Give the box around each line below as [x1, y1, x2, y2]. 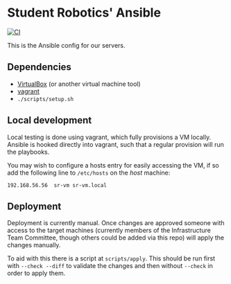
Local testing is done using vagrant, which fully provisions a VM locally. [7, 133, 212, 141]
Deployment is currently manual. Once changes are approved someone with [7, 219, 225, 227]
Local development [7, 114, 92, 126]
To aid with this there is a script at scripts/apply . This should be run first [7, 254, 216, 263]
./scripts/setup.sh [17, 96, 74, 103]
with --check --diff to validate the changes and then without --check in [7, 262, 213, 270]
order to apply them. [7, 269, 66, 278]
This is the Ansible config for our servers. [7, 41, 126, 49]
